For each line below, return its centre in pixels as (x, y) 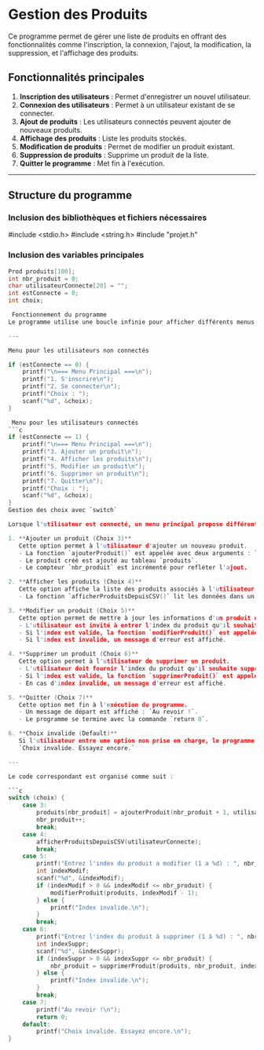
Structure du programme (70, 195)
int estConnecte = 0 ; (44, 293)
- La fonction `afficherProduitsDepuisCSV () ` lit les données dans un (137, 597)
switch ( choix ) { (37, 798)
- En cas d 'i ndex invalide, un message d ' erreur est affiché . (122, 683)
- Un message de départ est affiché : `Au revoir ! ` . (108, 712)
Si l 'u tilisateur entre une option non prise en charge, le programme (137, 741)
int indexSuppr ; (63, 944)
